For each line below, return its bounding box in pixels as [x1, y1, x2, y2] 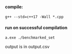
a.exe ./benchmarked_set [5, 35, 55, 40]
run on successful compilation [5, 25, 68, 30]
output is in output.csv [5, 44, 50, 50]
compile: [5, 4, 23, 10]
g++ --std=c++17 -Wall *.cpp [5, 14, 64, 19]
